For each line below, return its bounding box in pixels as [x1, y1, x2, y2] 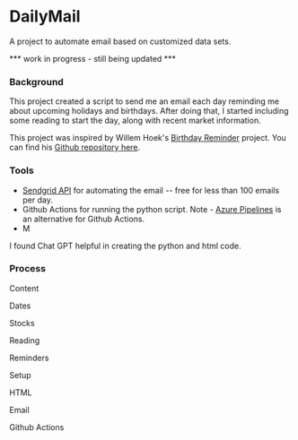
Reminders [9, 352, 49, 363]
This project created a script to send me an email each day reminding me [9, 96, 280, 107]
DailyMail [9, 6, 81, 27]
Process [9, 263, 47, 275]
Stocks [9, 317, 35, 328]
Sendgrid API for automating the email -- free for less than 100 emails [22, 185, 280, 195]
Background [9, 75, 65, 88]
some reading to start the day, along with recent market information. [9, 115, 262, 126]
